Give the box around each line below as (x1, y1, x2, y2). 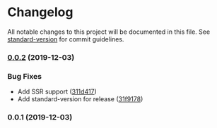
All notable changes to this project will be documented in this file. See (7, 27, 211, 36)
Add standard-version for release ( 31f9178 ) (17, 95, 143, 103)
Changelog (7, 4, 74, 20)
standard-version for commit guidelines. (7, 34, 124, 43)
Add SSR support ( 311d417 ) (17, 87, 97, 96)
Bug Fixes (7, 71, 42, 81)
